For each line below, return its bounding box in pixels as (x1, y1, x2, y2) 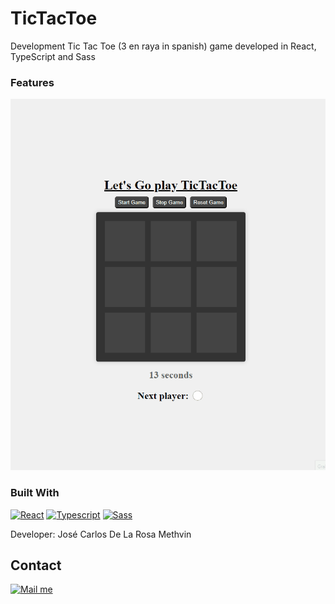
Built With (10, 486, 60, 500)
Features (10, 75, 55, 89)
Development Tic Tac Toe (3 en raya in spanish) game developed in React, (10, 40, 317, 52)
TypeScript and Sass (10, 50, 96, 62)
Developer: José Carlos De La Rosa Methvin (10, 528, 192, 540)
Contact (10, 557, 62, 574)
